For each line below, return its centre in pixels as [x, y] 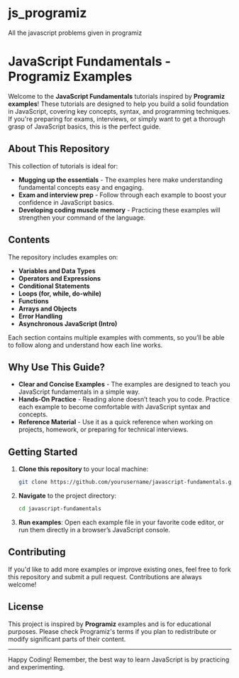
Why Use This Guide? [57, 367]
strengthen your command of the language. [82, 217]
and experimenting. [37, 667]
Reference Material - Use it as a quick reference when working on [116, 422]
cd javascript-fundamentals [60, 509]
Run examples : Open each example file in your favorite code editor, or [121, 522]
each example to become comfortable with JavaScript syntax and [115, 407]
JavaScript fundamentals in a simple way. [79, 392]
